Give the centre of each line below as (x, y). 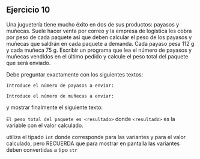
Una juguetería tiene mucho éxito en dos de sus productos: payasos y (93, 24)
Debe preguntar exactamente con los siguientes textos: (75, 74)
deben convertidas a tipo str (42, 149)
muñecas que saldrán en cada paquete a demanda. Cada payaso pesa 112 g (100, 43)
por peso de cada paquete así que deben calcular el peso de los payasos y (99, 37)
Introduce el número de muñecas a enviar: (60, 96)
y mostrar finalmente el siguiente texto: (55, 107)
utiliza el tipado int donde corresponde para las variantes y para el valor (96, 137)
